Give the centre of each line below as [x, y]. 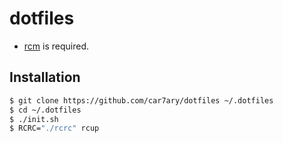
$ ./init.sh [34, 119]
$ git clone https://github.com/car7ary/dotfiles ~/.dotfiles [141, 100]
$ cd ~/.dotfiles [45, 110]
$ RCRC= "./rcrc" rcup [54, 128]
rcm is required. [56, 46]
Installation [45, 77]
